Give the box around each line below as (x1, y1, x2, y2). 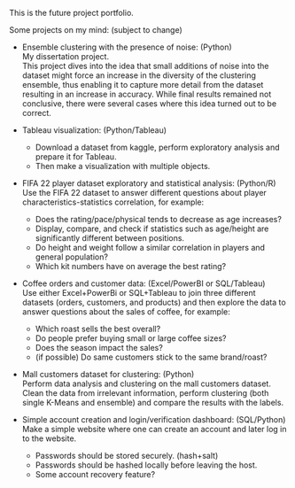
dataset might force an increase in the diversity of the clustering (21, 70, 257, 81)
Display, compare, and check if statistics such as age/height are (35, 223, 269, 234)
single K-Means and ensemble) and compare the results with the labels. (21, 398, 284, 407)
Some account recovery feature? (35, 469, 156, 479)
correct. (21, 108, 51, 118)
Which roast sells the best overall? (35, 323, 161, 334)
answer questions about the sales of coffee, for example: (21, 306, 230, 317)
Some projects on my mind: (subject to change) (9, 25, 183, 35)
